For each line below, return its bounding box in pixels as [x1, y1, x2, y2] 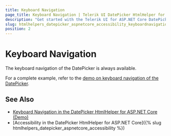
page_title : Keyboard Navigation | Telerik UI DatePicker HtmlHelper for [5, 12, 165, 17]
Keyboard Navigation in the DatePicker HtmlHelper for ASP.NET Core [12, 108, 158, 115]
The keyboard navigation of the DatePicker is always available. [5, 65, 136, 71]
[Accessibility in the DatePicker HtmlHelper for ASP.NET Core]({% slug [12, 119, 162, 125]
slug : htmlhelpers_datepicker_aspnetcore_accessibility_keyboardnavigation [5, 21, 169, 27]
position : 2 [5, 26, 31, 32]
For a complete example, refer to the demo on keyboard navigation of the [5, 75, 159, 81]
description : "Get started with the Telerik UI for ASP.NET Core [5, 17, 147, 22]
